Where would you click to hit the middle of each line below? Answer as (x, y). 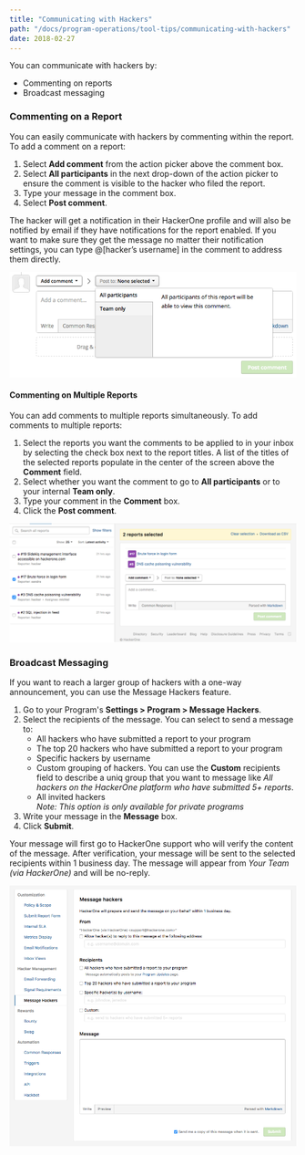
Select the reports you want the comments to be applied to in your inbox (158, 442)
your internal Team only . (69, 491)
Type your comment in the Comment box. (101, 501)
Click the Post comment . (69, 510)
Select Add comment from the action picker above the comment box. (153, 163)
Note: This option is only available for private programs (140, 806)
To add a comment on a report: (67, 146)
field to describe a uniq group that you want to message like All (154, 778)
